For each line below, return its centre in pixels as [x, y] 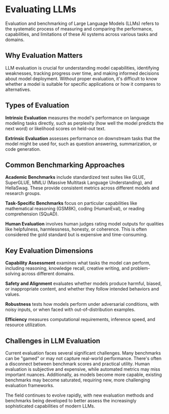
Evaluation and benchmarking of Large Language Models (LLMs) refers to [82, 23]
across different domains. [48, 274]
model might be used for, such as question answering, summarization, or [81, 144]
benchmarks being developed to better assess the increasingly [71, 401]
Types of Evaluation [37, 105]
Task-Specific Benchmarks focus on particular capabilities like [71, 203]
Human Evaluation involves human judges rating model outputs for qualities [85, 224]
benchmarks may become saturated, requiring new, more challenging [78, 380]
